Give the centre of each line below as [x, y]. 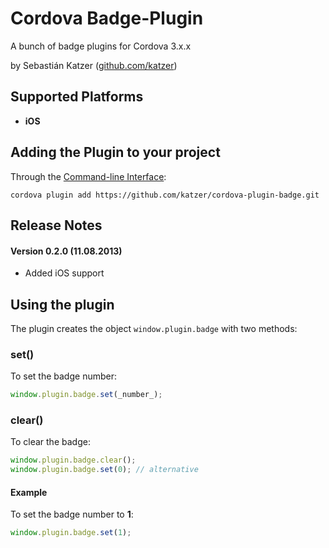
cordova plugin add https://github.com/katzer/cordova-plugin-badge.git [165, 195]
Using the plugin [62, 304]
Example [29, 492]
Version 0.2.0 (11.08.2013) [66, 251]
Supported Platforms [77, 97]
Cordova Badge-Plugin [107, 18]
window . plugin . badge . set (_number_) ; [86, 395]
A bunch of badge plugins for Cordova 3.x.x [101, 46]
